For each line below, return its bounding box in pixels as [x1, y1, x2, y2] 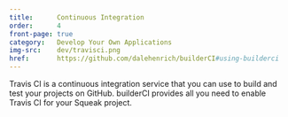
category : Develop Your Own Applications [9, 37, 173, 47]
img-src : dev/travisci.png [9, 46, 121, 55]
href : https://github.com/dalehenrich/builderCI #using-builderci [9, 54, 279, 63]
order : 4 [9, 21, 62, 30]
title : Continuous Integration [9, 12, 144, 22]
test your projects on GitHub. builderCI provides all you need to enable [9, 88, 267, 98]
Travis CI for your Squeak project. [9, 97, 133, 107]
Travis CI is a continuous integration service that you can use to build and [9, 79, 277, 89]
